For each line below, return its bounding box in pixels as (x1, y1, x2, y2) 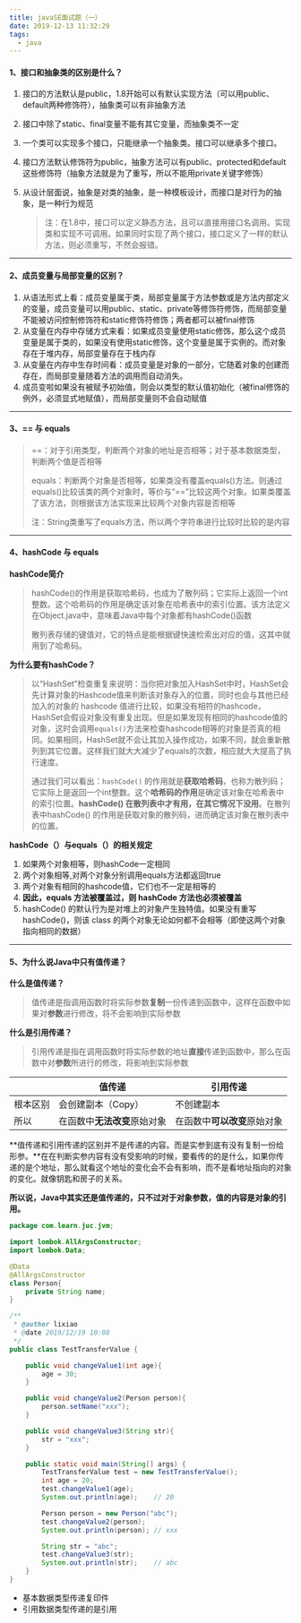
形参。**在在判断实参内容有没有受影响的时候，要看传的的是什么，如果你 (9, 1151, 277, 1162)
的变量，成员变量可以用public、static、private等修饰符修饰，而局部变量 (21, 303, 288, 313)
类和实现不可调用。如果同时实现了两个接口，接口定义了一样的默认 (44, 228, 288, 239)
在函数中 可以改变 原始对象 (175, 1115, 284, 1128)
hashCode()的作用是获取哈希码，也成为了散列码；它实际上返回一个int (30, 588, 288, 598)
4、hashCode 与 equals (9, 547, 99, 558)
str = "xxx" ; (41, 1435, 90, 1444)
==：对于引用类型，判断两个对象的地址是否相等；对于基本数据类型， (30, 444, 286, 455)
